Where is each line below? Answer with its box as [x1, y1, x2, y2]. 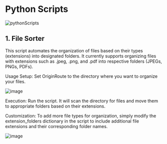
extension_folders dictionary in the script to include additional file [5, 118, 140, 124]
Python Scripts [5, 3, 68, 15]
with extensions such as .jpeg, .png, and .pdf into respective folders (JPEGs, [5, 58, 162, 64]
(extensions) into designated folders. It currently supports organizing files [5, 53, 157, 59]
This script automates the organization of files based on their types [5, 47, 143, 53]
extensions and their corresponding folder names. [5, 123, 108, 129]
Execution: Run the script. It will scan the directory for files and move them [5, 98, 159, 104]
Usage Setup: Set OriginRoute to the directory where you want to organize [5, 73, 158, 79]
